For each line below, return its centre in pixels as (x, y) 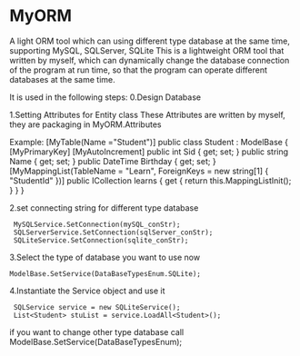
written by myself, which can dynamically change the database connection (150, 60)
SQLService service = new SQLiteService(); (97, 307)
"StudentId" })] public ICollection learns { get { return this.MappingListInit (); (150, 180)
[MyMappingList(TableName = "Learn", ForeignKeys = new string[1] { (139, 171)
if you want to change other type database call (97, 331)
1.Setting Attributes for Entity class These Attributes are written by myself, (148, 114)
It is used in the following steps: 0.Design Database (105, 97)
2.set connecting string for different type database (104, 208)
